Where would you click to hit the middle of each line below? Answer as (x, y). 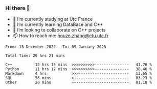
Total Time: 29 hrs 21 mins (35, 56)
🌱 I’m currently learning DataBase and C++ (58, 24)
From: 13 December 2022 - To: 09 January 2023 (56, 47)
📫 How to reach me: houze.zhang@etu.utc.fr (61, 36)
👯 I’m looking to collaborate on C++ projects (59, 30)
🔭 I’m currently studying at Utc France (53, 19)
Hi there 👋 (18, 8)
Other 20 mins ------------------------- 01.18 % (79, 83)
